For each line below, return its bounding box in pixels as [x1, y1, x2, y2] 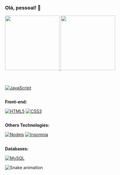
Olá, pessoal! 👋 [5, 4, 41, 11]
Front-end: [5, 99, 28, 105]
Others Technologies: [5, 122, 50, 128]
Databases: [5, 145, 29, 152]
